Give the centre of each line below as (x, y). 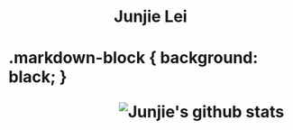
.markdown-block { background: (133, 58)
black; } (38, 77)
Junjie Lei (151, 17)
